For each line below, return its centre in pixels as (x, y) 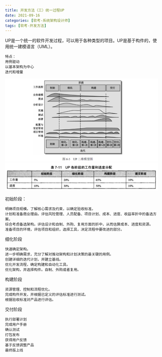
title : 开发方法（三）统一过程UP (35, 10)
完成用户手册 (16, 325)
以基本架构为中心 (20, 67)
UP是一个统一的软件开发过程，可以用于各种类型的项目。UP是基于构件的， (79, 41)
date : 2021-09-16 (23, 15)
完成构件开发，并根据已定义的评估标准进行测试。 (47, 295)
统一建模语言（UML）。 (32, 47)
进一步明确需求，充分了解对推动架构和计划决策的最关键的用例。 (59, 254)
